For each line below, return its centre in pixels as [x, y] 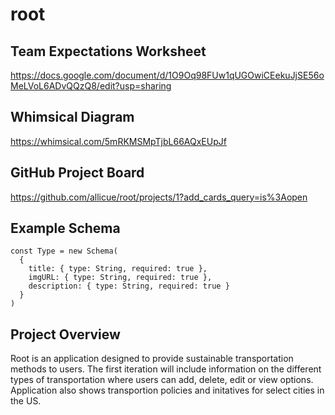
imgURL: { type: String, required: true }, [120, 278]
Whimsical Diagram [72, 117]
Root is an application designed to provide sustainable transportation [152, 359]
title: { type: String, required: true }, [118, 269]
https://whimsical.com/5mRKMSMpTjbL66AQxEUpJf [118, 141]
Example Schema [65, 228]
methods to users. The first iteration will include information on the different [166, 369]
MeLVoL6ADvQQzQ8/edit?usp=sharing [91, 86]
